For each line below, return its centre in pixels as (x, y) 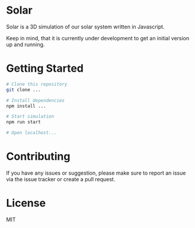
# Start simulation (30, 117)
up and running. (25, 44)
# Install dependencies (36, 100)
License (26, 203)
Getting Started (45, 68)
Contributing (38, 157)
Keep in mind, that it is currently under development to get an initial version (98, 38)
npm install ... (26, 106)
